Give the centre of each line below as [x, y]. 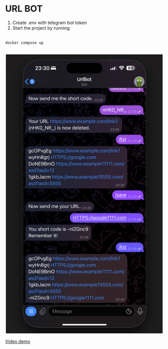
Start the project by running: [42, 28]
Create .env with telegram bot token [49, 23]
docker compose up [24, 43]
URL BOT [24, 9]
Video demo [18, 341]
